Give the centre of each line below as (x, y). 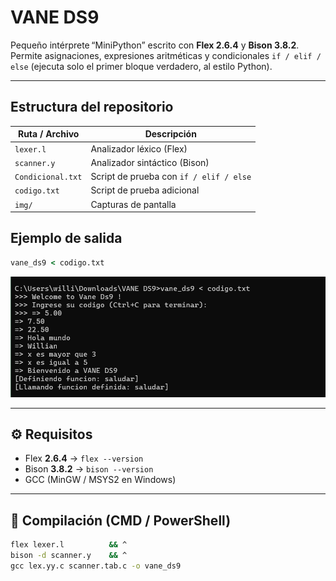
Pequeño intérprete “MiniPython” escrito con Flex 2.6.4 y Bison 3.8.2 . (155, 45)
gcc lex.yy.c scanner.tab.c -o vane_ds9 (96, 566)
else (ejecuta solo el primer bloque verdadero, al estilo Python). (141, 66)
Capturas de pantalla (133, 204)
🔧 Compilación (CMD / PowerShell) (121, 520)
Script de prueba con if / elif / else (171, 176)
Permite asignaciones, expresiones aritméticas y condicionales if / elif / (166, 55)
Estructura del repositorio (92, 107)
